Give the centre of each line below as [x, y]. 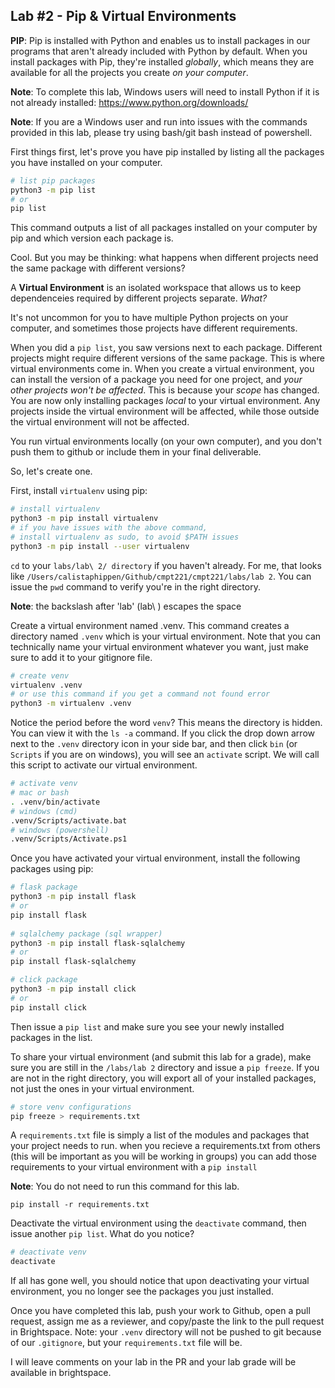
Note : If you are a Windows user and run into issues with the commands [159, 121]
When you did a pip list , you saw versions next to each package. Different [166, 348]
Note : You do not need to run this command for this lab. [125, 1186]
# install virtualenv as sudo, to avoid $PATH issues [125, 537]
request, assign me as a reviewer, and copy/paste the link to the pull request [167, 1321]
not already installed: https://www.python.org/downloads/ [129, 102]
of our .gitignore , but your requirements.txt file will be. [126, 1343]
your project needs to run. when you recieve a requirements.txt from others [166, 1146]
